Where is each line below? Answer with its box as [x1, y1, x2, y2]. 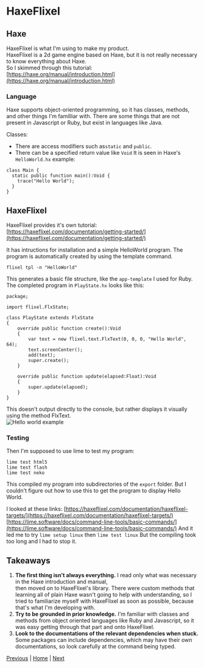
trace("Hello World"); [17, 178, 75, 184]
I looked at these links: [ [6, 505, 66, 513]
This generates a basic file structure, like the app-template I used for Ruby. [6, 275, 193, 283]
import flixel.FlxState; [6, 304, 69, 310]
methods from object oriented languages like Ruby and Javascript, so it [15, 617, 194, 624]
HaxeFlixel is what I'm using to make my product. [6, 44, 130, 52]
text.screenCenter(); [28, 347, 83, 353]
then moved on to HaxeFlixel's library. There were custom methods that [15, 584, 195, 592]
